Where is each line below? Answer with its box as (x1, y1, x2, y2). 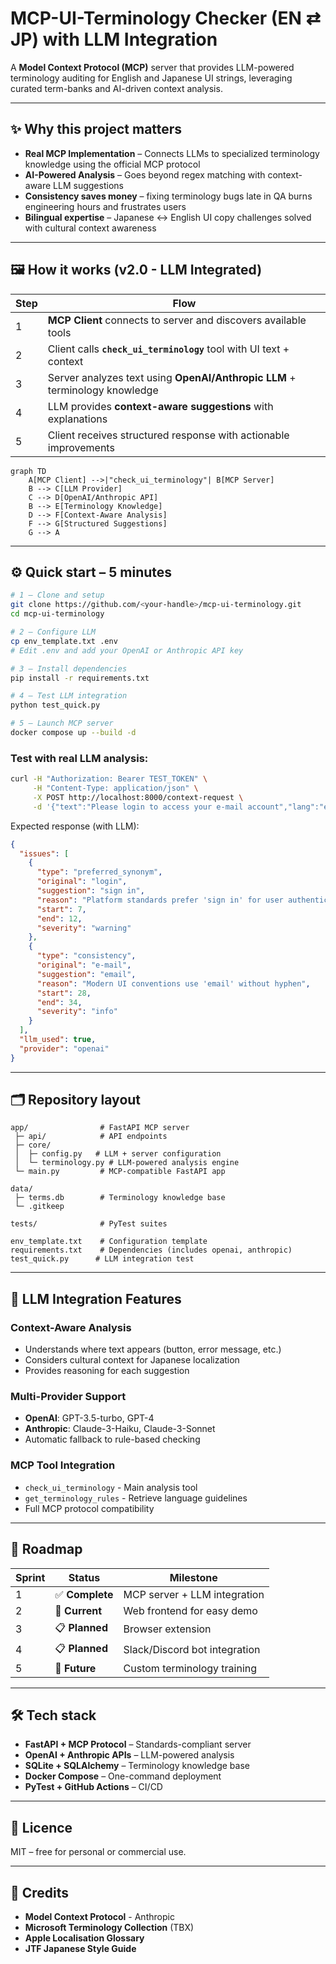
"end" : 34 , (36, 997, 83, 1007)
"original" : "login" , (36, 877, 128, 887)
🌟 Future (54, 1661, 97, 1675)
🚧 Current (54, 1603, 103, 1617)
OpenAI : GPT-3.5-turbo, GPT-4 (24, 1412, 155, 1424)
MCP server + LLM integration (123, 1587, 265, 1601)
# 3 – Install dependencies (10, 663, 128, 674)
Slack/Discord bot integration (123, 1643, 261, 1657)
